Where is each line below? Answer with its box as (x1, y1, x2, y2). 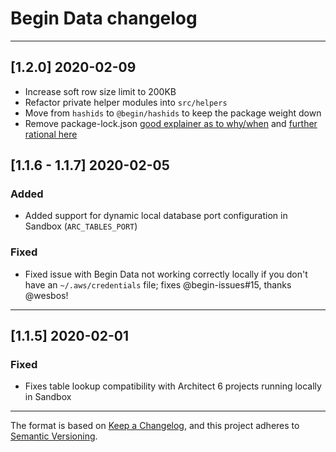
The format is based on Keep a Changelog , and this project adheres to (10, 420, 300, 432)
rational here (24, 128, 78, 140)
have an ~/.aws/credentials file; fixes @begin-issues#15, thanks (24, 278, 292, 291)
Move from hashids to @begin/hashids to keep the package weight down (24, 107, 322, 119)
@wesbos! (24, 289, 69, 301)
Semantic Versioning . (10, 430, 98, 442)
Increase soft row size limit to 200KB (24, 85, 177, 97)
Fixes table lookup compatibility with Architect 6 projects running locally (24, 380, 322, 392)
